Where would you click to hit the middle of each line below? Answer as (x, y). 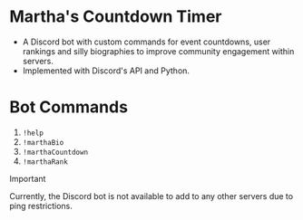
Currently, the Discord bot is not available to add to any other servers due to (151, 196)
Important (28, 178)
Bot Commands (69, 107)
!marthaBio (43, 142)
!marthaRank (45, 162)
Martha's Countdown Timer (116, 17)
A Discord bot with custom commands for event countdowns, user (147, 42)
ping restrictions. (41, 206)
